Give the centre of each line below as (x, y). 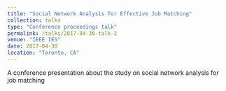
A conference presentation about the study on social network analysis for (113, 72)
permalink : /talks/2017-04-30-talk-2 (62, 33)
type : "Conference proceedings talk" (62, 27)
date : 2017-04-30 (33, 46)
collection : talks (34, 20)
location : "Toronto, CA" (43, 53)
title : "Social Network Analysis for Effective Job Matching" (100, 14)
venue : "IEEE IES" (34, 40)
